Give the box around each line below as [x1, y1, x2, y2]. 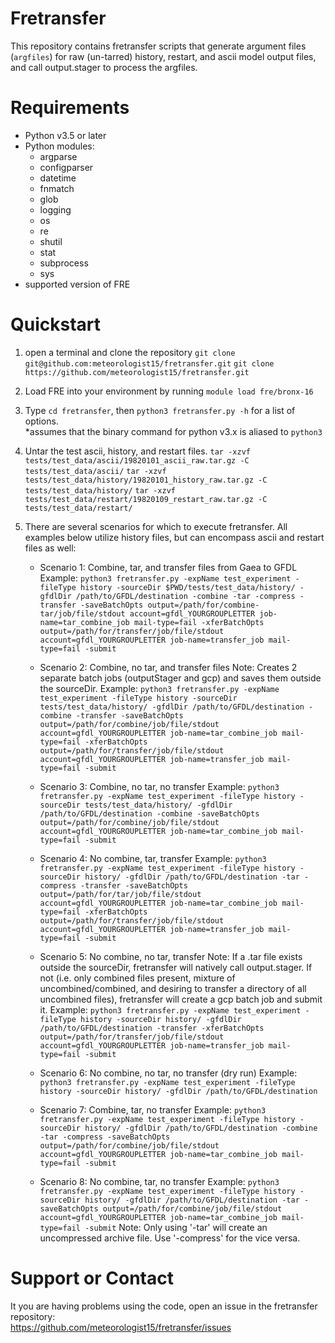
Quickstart [10, 313, 102, 336]
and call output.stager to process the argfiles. [10, 61, 198, 73]
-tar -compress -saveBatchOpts [39, 1132, 171, 1142]
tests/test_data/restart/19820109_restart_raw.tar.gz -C [24, 494, 268, 504]
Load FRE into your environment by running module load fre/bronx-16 [24, 385, 314, 397]
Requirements [10, 97, 130, 119]
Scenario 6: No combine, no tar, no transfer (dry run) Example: [39, 1067, 298, 1079]
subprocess [39, 257, 89, 269]
